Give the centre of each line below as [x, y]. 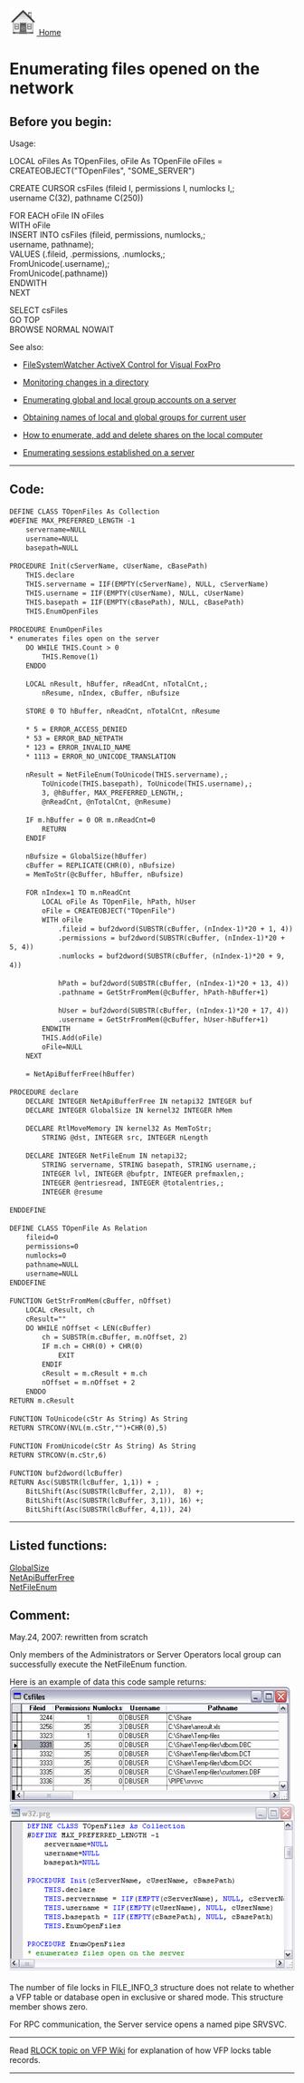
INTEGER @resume [72, 1192]
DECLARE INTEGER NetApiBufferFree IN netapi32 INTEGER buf [139, 1101]
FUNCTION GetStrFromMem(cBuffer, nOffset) [90, 1301]
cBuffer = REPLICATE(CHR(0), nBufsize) [101, 865]
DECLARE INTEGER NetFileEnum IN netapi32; [107, 1156]
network [42, 88]
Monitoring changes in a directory [85, 382]
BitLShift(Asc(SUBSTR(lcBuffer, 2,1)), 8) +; [115, 1491]
